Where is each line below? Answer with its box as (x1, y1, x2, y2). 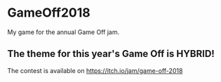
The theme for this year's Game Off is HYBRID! (7, 48, 215, 60)
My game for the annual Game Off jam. (7, 28, 120, 36)
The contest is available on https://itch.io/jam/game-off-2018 (7, 66, 183, 74)
